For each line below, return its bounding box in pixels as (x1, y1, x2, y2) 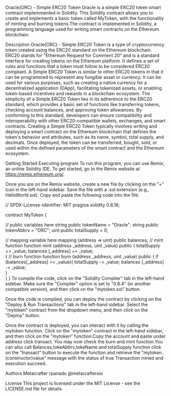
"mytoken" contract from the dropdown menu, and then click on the (5, 307, 148, 313)
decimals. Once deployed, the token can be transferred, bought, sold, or (5, 139, 157, 145)
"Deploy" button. (5, 312, 41, 318)
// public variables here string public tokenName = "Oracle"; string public (5, 222, 159, 227)
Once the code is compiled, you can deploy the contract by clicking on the (5, 296, 162, 302)
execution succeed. (5, 361, 47, 366)
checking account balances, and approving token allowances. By (5, 107, 142, 113)
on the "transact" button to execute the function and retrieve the (5, 349, 140, 356)
